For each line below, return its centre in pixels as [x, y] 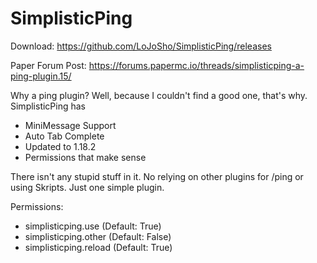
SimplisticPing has [48, 106]
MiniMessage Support [70, 125]
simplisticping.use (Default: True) [93, 226]
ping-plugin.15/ [41, 76]
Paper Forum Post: [48, 65]
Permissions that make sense [85, 157]
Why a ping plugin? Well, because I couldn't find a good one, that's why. [159, 95]
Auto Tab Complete [64, 136]
